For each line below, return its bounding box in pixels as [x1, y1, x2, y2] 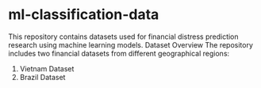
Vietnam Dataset [19, 63, 75, 73]
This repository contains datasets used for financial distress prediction [8, 32, 240, 41]
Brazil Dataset [19, 72, 66, 82]
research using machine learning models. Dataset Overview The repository [8, 40, 254, 49]
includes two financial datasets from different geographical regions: [8, 48, 230, 58]
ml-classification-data [8, 6, 159, 24]
